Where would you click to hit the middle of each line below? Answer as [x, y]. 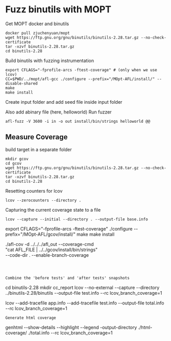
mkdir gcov [17, 159]
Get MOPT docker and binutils [37, 24]
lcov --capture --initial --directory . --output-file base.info [77, 219]
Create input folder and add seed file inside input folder [64, 102]
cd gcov [14, 163]
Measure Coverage [36, 137]
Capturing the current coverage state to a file [53, 210]
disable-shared [22, 83]
